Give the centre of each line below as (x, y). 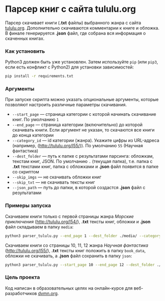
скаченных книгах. (25, 38)
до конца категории (33, 135)
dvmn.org (48, 293)
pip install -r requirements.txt (39, 76)
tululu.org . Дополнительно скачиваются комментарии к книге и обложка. (82, 28)
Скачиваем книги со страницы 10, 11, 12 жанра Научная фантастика (77, 245)
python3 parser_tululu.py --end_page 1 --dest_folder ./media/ (71, 236)
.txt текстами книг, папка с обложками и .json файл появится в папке (85, 167)
